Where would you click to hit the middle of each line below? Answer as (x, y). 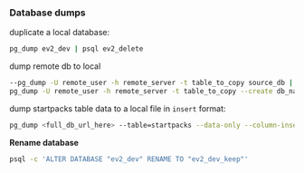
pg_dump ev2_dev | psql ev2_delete (76, 49)
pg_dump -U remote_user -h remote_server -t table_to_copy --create (141, 91)
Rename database (44, 142)
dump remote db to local (55, 66)
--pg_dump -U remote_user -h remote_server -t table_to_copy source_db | (152, 83)
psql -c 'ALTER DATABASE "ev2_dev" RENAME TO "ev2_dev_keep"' (129, 159)
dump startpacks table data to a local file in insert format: (118, 108)
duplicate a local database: (60, 33)
